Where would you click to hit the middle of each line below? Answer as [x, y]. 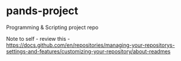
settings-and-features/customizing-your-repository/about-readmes [88, 51]
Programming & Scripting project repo [52, 27]
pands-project [42, 11]
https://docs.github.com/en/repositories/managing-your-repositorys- [90, 45]
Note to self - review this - [38, 38]
